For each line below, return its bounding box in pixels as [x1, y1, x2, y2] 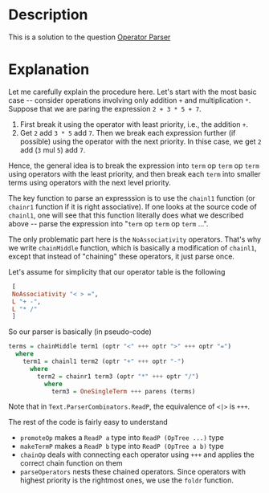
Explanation [8, 60, 90, 79]
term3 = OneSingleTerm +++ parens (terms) [51, 387, 196, 395]
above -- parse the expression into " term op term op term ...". [8, 218, 209, 228]
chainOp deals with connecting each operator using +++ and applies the [19, 450, 255, 459]
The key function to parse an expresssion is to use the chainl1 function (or [8, 193, 255, 202]
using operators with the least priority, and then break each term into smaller [8, 169, 261, 178]
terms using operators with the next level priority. [8, 177, 171, 187]
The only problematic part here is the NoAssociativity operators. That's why [8, 234, 262, 244]
